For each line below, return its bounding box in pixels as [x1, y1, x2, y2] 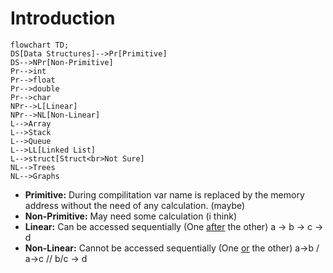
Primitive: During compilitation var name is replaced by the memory [24, 188, 305, 201]
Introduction [10, 7, 116, 30]
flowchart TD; [10, 40, 70, 50]
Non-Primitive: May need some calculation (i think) [24, 210, 238, 222]
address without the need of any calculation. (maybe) [24, 199, 246, 211]
